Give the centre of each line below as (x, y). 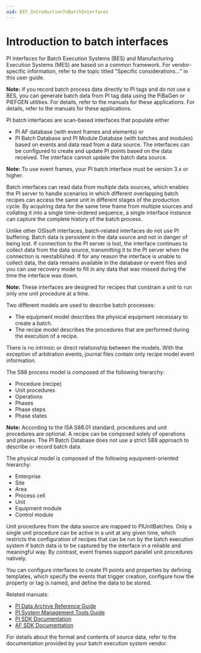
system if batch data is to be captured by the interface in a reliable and (94, 545)
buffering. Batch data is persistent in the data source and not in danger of (97, 237)
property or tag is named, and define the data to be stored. (79, 583)
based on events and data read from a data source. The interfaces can (102, 144)
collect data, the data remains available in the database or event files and (97, 262)
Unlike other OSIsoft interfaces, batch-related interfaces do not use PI (93, 231)
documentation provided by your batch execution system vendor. (87, 643)
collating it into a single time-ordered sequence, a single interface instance (99, 212)
